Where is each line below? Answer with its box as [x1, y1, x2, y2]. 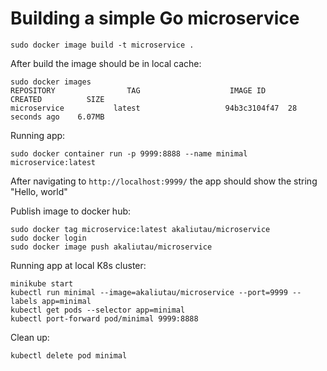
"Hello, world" [10, 185, 68, 197]
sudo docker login [10, 233, 87, 243]
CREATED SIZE [10, 94, 105, 104]
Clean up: [10, 331, 50, 343]
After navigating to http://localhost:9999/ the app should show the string [10, 175, 318, 187]
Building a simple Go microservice [10, 7, 300, 30]
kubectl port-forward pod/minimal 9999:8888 [10, 313, 199, 324]
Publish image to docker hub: [10, 205, 132, 217]
